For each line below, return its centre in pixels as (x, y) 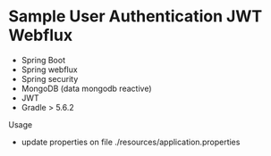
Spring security (50, 78)
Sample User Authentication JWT (135, 16)
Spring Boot (43, 60)
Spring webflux (49, 70)
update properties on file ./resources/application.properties (131, 142)
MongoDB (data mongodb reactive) (86, 88)
